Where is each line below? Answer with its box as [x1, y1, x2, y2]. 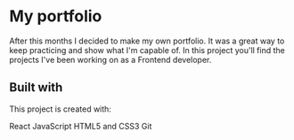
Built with [9, 80, 63, 95]
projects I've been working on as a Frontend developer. [9, 54, 212, 65]
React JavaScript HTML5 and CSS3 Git [9, 121, 152, 131]
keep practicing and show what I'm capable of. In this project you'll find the [9, 44, 285, 55]
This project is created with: [9, 104, 111, 114]
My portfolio [9, 6, 102, 27]
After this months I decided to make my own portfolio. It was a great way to [9, 35, 285, 46]
